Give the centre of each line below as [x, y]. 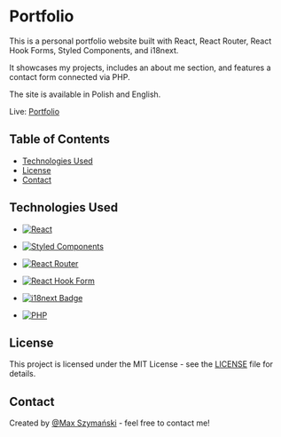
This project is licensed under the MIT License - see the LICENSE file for [141, 364]
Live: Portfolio [35, 111]
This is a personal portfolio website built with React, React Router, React [140, 41]
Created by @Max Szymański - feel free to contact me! [109, 423]
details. [23, 374]
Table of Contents [60, 139]
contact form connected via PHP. [70, 76]
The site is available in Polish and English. [85, 94]
